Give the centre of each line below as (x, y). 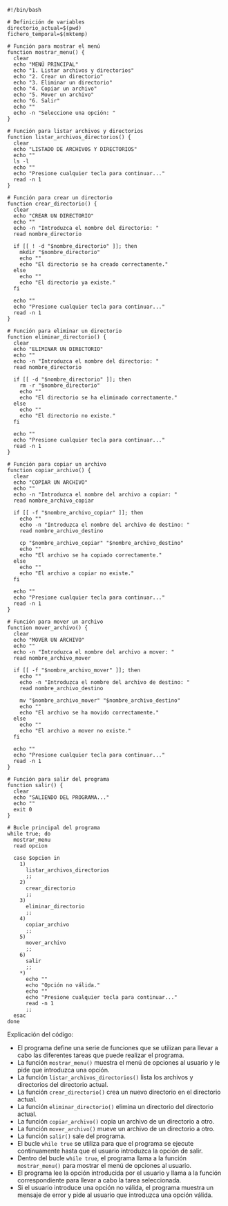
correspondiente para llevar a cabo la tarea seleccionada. (99, 1180)
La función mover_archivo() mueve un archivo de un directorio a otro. (116, 1129)
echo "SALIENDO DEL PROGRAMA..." (61, 798)
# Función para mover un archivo (55, 622)
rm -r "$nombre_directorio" (60, 386)
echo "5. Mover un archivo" (54, 95)
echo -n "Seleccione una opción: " (65, 113)
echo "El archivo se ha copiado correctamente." (91, 555)
